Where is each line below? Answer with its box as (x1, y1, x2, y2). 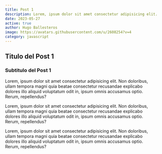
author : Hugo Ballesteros (5, 25, 57, 30)
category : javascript (5, 35, 49, 39)
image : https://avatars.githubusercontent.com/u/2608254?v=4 (5, 30, 132, 35)
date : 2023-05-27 (5, 16, 40, 21)
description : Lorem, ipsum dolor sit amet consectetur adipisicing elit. (5, 12, 158, 17)
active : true (5, 20, 32, 26)
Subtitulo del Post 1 (5, 67, 52, 74)
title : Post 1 (5, 7, 34, 12)
